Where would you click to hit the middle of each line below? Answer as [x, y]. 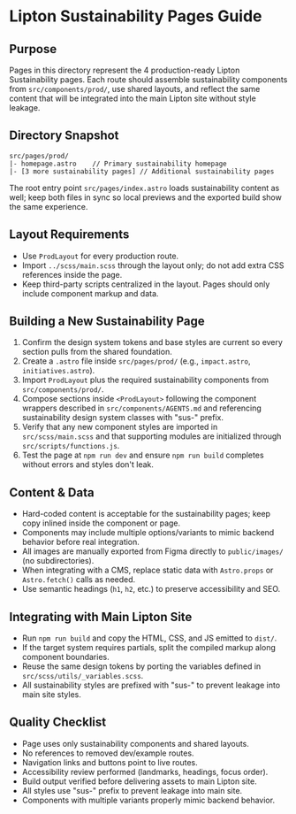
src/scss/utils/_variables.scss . [83, 676]
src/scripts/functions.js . [71, 446]
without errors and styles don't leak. [88, 465]
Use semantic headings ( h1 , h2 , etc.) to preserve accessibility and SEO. [151, 589]
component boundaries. [65, 657]
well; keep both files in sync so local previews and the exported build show [146, 197]
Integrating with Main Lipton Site [101, 617]
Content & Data [52, 492]
